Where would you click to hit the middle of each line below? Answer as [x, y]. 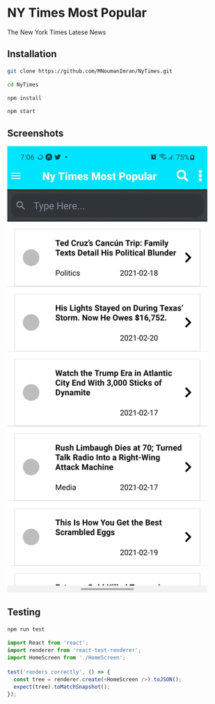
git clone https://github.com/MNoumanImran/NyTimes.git [90, 71]
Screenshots [35, 133]
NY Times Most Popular [77, 13]
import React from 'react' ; [48, 643]
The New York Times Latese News [57, 32]
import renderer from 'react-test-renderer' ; [74, 650]
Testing [24, 612]
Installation [32, 54]
